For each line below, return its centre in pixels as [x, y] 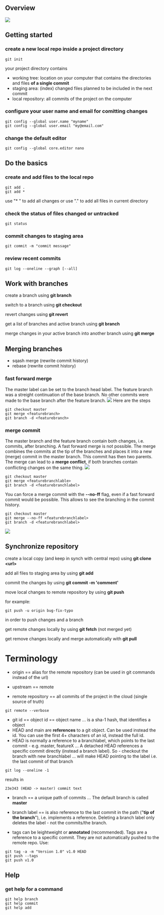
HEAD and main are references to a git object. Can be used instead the [84, 730]
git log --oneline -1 [27, 770]
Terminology [31, 658]
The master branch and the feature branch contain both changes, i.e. [75, 441]
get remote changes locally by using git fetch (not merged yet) [69, 629]
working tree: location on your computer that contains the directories [82, 78]
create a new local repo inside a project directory [64, 49]
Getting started [29, 35]
